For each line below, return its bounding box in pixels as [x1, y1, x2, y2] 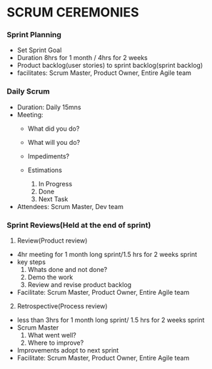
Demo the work [27, 273, 74, 282]
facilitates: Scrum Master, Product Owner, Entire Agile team [16, 69, 192, 77]
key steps [16, 258, 46, 266]
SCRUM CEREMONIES [6, 4, 139, 21]
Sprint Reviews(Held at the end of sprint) [6, 220, 151, 230]
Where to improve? [27, 338, 84, 347]
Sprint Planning [6, 30, 62, 40]
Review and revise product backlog [27, 280, 132, 289]
